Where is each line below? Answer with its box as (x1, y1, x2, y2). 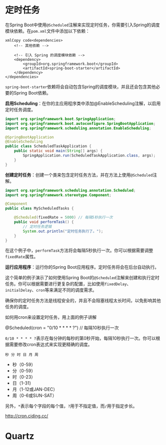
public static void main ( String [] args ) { (14, 148, 103, 153)
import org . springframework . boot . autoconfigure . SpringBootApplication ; (5, 121, 156, 126)
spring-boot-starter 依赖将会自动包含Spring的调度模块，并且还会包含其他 (5, 84, 156, 90)
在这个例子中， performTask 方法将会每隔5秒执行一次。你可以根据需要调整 (5, 247, 154, 253)
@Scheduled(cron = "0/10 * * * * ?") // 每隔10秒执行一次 (5, 325, 119, 331)
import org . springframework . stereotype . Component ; (5, 193, 112, 198)
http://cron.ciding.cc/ (5, 413, 48, 419)
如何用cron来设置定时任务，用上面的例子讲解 (5, 314, 97, 320)
